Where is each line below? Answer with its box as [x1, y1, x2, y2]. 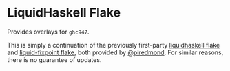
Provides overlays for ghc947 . [7, 28, 90, 36]
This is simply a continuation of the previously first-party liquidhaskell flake [7, 41, 220, 49]
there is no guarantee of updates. [7, 55, 102, 63]
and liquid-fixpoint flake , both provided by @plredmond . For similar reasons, [7, 48, 224, 57]
